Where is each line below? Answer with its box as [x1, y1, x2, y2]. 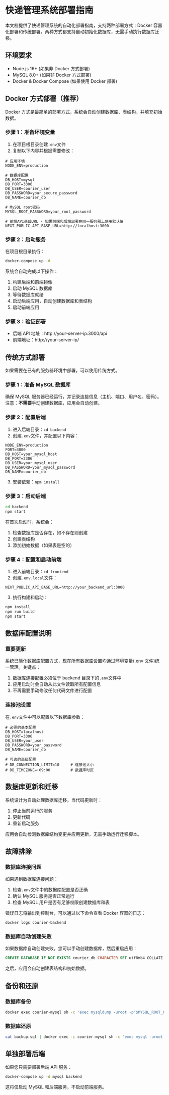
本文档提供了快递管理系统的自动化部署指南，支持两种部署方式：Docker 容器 [5, 22, 162, 28]
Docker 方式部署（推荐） [5, 94, 83, 103]
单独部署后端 [5, 1050, 45, 1058]
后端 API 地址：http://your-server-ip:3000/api [12, 330, 107, 336]
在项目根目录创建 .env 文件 [12, 141, 66, 147]
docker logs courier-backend [5, 920, 66, 925]
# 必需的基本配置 [5, 725, 36, 730]
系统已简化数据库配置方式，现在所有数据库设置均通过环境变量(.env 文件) [5, 658, 155, 664]
